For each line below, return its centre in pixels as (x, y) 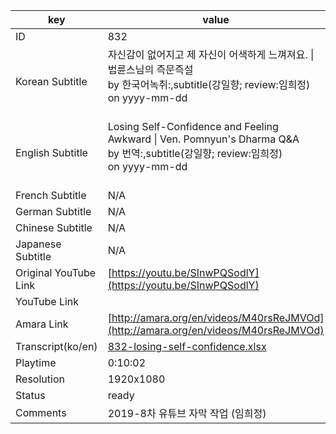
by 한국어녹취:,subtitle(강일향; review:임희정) (209, 84)
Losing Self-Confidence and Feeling (193, 126)
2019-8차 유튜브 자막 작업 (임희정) (187, 413)
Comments (41, 412)
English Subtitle (51, 152)
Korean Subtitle (51, 81)
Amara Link (42, 324)
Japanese (38, 244)
